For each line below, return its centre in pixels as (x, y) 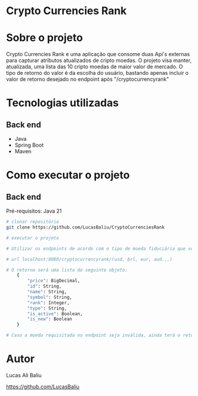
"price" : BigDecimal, (54, 281)
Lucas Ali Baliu (24, 375)
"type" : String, (47, 308)
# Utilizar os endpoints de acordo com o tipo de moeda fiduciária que (96, 249)
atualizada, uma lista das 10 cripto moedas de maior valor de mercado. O (95, 67)
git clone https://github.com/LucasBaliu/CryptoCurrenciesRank (85, 227)
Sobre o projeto (44, 38)
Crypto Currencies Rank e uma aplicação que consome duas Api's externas (98, 54)
